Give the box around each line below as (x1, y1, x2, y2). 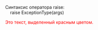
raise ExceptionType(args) (9, 9, 64, 15)
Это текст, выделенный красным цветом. (5, 19, 93, 25)
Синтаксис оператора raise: (5, 4, 65, 10)
